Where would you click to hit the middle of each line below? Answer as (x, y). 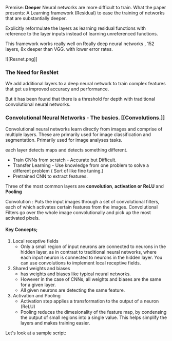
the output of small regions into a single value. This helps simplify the (94, 317)
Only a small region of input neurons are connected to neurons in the (93, 247)
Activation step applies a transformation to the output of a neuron (90, 301)
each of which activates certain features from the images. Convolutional (82, 207)
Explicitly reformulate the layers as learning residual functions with (76, 28)
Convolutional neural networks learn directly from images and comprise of (84, 129)
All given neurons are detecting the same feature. (73, 290)
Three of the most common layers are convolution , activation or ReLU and (85, 186)
